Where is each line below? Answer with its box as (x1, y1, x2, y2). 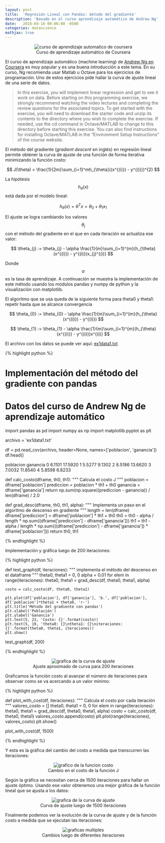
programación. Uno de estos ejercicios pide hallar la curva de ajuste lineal (5, 75, 156, 80)
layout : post (5, 7, 32, 12)
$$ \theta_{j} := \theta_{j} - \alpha (10, 246, 79, 252)
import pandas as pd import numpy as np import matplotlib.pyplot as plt (5, 428, 152, 434)
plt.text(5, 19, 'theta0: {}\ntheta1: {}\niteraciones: (5, 621, 123, 627)
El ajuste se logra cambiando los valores (5, 214, 88, 220)
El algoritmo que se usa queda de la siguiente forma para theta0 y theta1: (5, 296, 155, 302)
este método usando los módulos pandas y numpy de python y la (5, 281, 139, 287)
